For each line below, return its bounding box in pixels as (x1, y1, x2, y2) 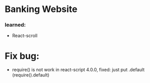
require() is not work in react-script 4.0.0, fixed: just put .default (12, 66, 145, 73)
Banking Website (5, 3, 78, 15)
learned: (5, 21, 26, 28)
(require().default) (12, 72, 49, 78)
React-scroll (12, 32, 38, 38)
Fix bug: (5, 50, 40, 61)
